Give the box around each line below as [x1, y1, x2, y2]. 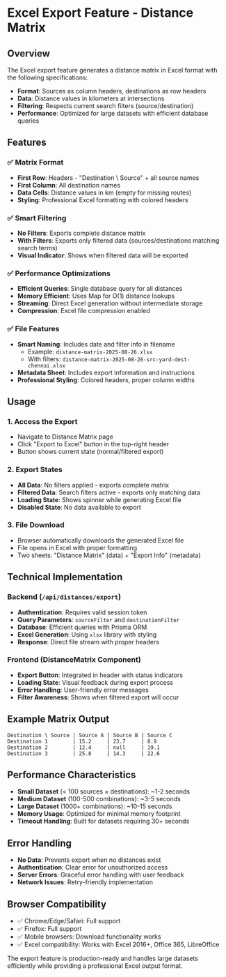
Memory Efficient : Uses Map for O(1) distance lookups [17, 291, 175, 301]
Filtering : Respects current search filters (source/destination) [17, 102, 194, 109]
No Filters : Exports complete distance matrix [17, 229, 146, 237]
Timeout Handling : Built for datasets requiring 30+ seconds [17, 817, 190, 826]
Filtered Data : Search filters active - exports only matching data [17, 488, 200, 497]
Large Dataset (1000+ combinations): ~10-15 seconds [17, 802, 172, 810]
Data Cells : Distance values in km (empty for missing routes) [17, 188, 192, 197]
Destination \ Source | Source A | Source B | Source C [7, 732, 172, 739]
